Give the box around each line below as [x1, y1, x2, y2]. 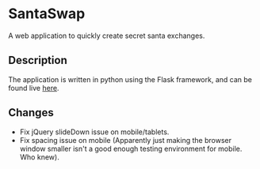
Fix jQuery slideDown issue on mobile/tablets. [19, 127, 170, 137]
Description [8, 54, 67, 67]
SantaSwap [8, 5, 86, 23]
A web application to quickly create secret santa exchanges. [8, 31, 205, 40]
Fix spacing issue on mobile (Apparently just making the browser [19, 135, 232, 145]
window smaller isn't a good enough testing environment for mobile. [19, 144, 243, 153]
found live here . [8, 83, 59, 92]
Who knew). [19, 152, 59, 162]
